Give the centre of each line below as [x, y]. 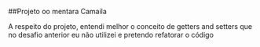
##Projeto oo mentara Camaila [58, 11]
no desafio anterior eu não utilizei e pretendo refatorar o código [111, 35]
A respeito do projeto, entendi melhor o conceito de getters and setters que [130, 26]
